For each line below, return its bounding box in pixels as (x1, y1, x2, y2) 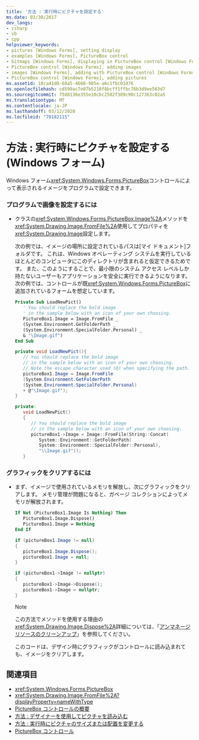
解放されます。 (30, 498, 67, 506)
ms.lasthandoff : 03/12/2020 (6, 108, 76, 114)
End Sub (14, 338, 34, 344)
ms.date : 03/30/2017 (6, 14, 57, 20)
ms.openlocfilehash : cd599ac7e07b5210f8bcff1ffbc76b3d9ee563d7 (6, 86, 166, 92)
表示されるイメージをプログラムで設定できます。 (16, 184, 135, 192)
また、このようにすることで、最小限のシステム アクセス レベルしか (26, 265, 190, 272)
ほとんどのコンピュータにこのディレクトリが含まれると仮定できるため (14, 258, 185, 265)
